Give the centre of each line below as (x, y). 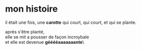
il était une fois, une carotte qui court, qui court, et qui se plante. (71, 22)
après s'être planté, (25, 32)
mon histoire (31, 9)
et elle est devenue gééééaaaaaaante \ (45, 42)
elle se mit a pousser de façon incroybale (47, 37)
